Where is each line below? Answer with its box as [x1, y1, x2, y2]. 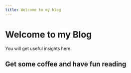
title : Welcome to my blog [5, 7, 61, 12]
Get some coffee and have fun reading [5, 59, 127, 68]
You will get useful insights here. [5, 45, 72, 51]
